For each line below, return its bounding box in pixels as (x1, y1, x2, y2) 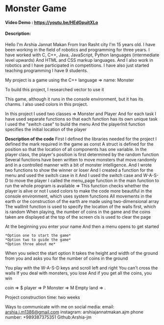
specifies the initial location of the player (5, 126, 87, 132)
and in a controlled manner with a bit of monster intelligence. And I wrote (5, 162, 152, 168)
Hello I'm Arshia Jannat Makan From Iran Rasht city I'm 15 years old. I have (5, 41, 156, 47)
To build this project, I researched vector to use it (5, 86, 104, 92)
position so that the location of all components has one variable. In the (5, 146, 147, 152)
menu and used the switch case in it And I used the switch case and (5, 172, 142, 178)
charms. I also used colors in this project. (5, 101, 88, 107)
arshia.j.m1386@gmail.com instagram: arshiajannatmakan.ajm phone (5, 309, 143, 315)
